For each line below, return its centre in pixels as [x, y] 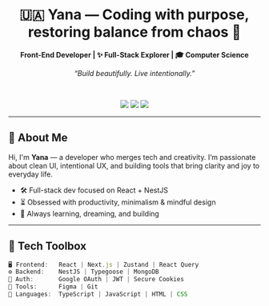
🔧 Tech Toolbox [47, 246]
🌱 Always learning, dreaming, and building [90, 213]
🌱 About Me [38, 138]
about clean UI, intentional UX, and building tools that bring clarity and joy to [134, 165]
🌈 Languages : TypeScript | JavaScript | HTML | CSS [98, 294]
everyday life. [31, 174]
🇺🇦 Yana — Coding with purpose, [134, 15]
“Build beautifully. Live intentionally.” [134, 73]
